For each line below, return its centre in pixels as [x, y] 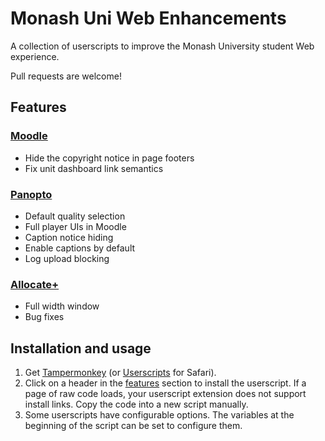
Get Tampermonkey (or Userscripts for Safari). [120, 373]
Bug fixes [44, 317]
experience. [35, 56]
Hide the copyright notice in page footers [109, 158]
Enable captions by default [80, 248]
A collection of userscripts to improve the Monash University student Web [162, 46]
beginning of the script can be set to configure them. [133, 426]
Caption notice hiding [69, 237]
